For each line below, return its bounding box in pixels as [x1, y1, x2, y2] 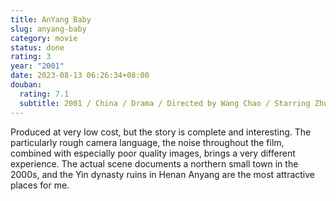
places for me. [10, 179, 70, 191]
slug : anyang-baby [10, 24, 87, 34]
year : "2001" [10, 61, 65, 71]
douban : [10, 80, 43, 90]
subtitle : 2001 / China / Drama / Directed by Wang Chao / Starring [19, 98, 311, 108]
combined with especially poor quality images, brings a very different [10, 147, 296, 159]
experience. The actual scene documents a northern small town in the [10, 157, 299, 170]
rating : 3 [10, 52, 52, 62]
